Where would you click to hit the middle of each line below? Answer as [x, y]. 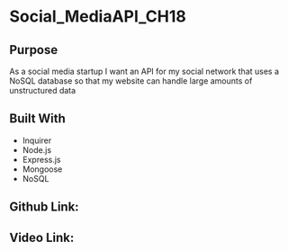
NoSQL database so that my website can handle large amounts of [131, 81]
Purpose [34, 50]
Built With [37, 119]
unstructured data [43, 90]
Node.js [37, 149]
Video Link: [42, 237]
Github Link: [44, 207]
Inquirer [37, 140]
